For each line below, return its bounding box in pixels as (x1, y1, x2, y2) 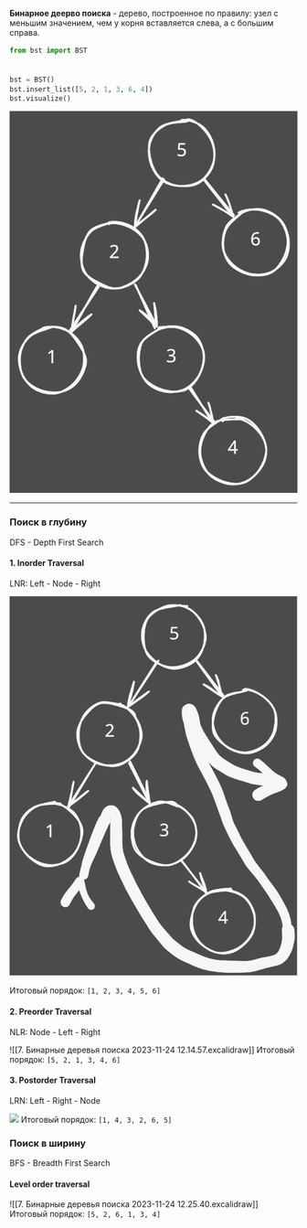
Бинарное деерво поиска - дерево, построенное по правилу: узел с (9, 8, 279, 18)
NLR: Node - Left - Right (9, 1026, 101, 1037)
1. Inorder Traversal (9, 558, 85, 569)
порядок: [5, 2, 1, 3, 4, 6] (9, 1053, 122, 1064)
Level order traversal (9, 1179, 90, 1190)
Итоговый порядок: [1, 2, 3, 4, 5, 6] (9, 985, 162, 996)
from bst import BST (9, 46, 89, 55)
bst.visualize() (9, 94, 71, 103)
